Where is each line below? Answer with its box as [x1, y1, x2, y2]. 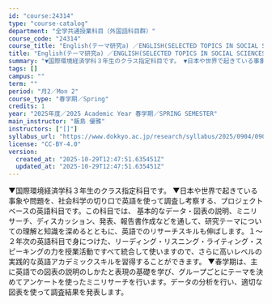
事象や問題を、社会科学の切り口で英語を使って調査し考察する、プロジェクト [8, 196, 264, 206]
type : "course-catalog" [8, 19, 89, 28]
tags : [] [8, 65, 38, 73]
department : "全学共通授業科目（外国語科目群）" [8, 27, 156, 35]
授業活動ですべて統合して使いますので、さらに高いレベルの [64, 246, 263, 256]
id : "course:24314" [8, 11, 74, 20]
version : [8, 148, 38, 156]
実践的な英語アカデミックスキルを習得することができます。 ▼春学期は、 [8, 257, 251, 267]
